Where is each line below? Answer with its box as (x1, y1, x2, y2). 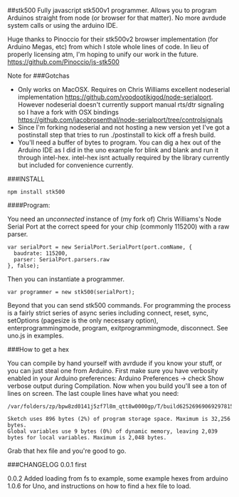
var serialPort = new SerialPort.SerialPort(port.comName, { (7, 244, 193, 251)
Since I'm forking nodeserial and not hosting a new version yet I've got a (17, 123, 230, 131)
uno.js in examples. (7, 331, 64, 340)
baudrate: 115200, (14, 250, 69, 257)
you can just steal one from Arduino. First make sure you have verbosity (7, 367, 218, 375)
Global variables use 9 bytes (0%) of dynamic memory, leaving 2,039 (7, 428, 218, 435)
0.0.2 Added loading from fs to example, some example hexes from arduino (7, 474, 229, 483)
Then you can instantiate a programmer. (7, 275, 124, 283)
